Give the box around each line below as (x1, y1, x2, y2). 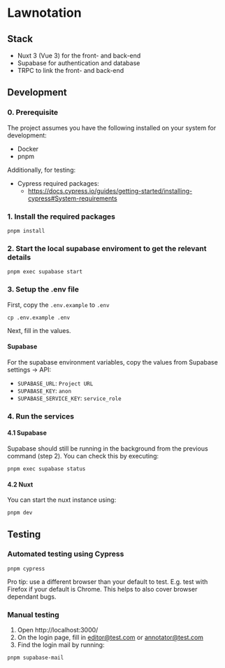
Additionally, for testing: (7, 165, 75, 174)
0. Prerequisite (7, 107, 59, 117)
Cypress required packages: (17, 179, 99, 187)
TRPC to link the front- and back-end (17, 67, 124, 74)
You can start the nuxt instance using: (7, 496, 117, 504)
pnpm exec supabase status (7, 465, 86, 472)
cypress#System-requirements (27, 194, 117, 203)
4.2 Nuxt (7, 480, 34, 489)
